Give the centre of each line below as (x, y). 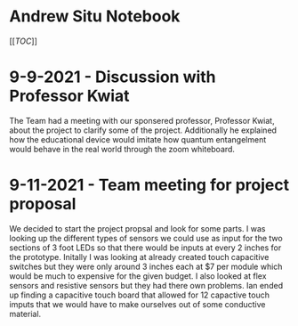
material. (25, 314)
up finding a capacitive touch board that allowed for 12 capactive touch (139, 295)
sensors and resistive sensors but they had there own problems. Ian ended (146, 285)
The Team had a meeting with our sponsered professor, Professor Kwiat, (142, 120)
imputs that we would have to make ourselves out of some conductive (137, 304)
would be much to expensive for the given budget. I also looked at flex (138, 276)
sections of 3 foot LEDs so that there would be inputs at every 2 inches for (145, 248)
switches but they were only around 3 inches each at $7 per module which (146, 266)
